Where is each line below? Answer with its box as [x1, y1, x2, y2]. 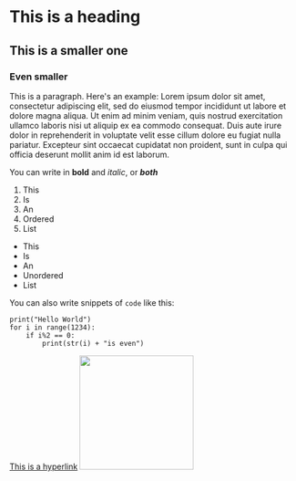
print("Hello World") [9, 315, 92, 324]
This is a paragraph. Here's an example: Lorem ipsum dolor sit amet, [9, 90, 266, 101]
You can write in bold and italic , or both [9, 166, 158, 177]
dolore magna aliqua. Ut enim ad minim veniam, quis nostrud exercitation [9, 110, 283, 120]
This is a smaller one [9, 43, 129, 58]
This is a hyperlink [9, 461, 78, 472]
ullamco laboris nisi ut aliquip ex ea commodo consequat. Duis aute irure [9, 120, 282, 131]
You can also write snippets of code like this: [9, 297, 175, 308]
